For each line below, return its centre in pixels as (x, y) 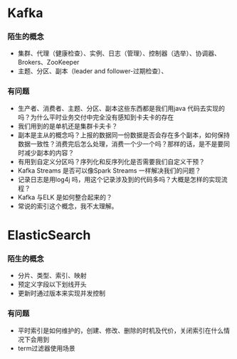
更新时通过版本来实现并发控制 (61, 294)
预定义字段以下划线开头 (52, 284)
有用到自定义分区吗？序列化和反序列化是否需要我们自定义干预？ (111, 161)
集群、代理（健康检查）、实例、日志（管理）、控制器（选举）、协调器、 (119, 53)
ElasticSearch (49, 235)
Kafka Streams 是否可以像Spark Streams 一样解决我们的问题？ (109, 170)
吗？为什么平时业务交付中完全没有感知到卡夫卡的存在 (96, 117)
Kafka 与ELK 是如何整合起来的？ (65, 197)
